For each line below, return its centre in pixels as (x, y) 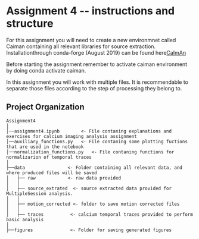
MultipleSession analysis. (40, 194)
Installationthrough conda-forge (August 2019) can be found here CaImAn (96, 52)
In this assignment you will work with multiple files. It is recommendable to (97, 82)
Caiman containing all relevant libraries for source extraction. (81, 46)
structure (30, 23)
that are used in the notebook (45, 147)
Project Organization (45, 107)
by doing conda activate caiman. (46, 70)
